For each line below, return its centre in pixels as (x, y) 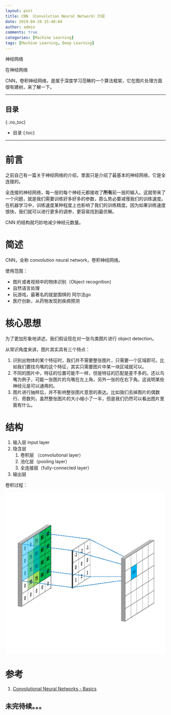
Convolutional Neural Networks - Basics (54, 689)
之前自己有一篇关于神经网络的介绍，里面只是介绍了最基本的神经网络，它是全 (85, 175)
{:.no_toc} (16, 122)
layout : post (19, 11)
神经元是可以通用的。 (35, 386)
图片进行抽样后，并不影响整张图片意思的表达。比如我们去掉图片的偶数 (86, 392)
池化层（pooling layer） (45, 462)
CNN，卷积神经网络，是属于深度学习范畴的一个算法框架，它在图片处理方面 (84, 80)
